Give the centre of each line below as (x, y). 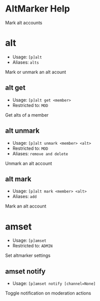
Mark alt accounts (24, 23)
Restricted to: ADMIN (32, 246)
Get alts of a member (27, 115)
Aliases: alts (25, 62)
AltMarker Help (37, 9)
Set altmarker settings (28, 256)
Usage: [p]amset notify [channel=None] (54, 283)
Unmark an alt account (29, 163)
